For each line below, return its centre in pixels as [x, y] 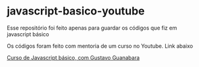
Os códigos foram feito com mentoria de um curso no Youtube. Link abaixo [100, 46]
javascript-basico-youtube [76, 11]
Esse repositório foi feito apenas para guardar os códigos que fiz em [92, 28]
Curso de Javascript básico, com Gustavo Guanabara [73, 57]
